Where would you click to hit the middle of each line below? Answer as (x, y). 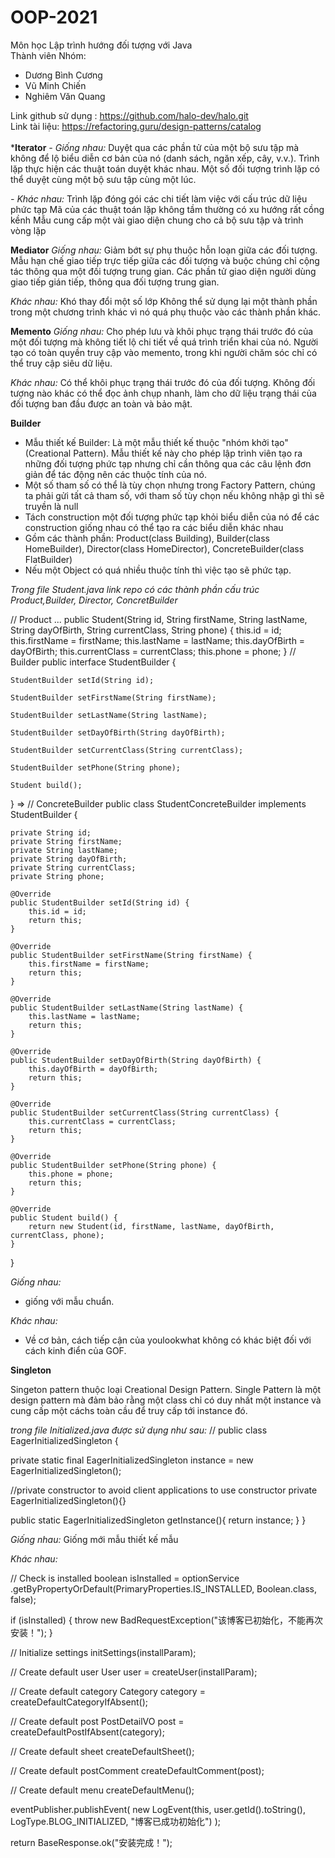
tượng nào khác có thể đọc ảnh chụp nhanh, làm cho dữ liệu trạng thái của (163, 393)
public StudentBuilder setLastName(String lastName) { (127, 1007)
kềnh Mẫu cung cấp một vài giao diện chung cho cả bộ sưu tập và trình (157, 220)
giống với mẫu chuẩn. (69, 1301)
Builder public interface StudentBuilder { (93, 662)
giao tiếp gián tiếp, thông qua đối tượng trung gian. (115, 282)
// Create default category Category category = (108, 1691)
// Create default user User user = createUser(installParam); (134, 1672)
